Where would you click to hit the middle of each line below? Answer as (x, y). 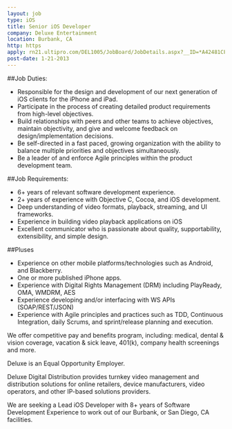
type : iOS (21, 20)
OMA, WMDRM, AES (46, 292)
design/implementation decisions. (65, 136)
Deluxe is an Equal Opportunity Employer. (66, 363)
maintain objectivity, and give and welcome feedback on (97, 128)
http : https (24, 46)
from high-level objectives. (55, 113)
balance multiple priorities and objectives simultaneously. (99, 150)
